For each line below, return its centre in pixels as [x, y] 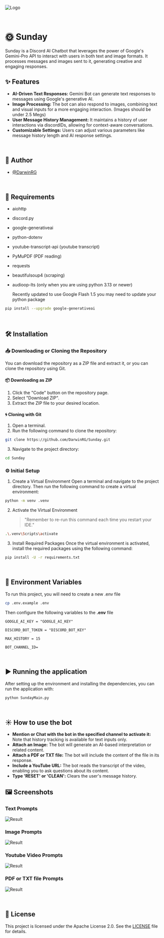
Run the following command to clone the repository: [64, 431]
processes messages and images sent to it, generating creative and [73, 61]
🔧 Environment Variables [44, 582]
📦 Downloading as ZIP [29, 380]
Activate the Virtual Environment [45, 510]
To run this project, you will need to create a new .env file [63, 594]
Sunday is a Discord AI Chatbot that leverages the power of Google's [74, 51]
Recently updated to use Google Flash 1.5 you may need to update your [84, 294]
